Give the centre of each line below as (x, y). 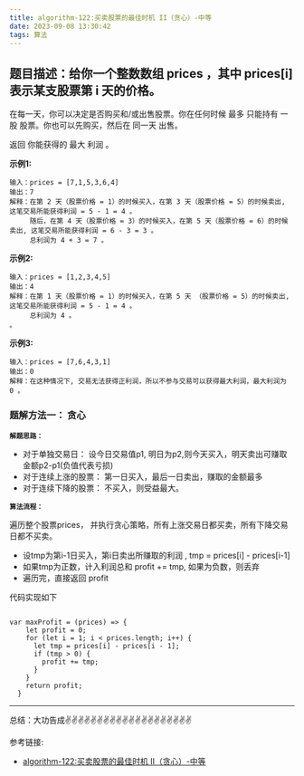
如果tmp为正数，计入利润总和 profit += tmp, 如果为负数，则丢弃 (141, 567)
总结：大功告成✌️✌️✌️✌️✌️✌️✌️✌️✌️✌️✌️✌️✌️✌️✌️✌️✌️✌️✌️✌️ (100, 720)
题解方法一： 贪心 (47, 416)
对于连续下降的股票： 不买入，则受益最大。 (103, 488)
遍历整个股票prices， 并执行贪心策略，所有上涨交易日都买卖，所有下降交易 (149, 525)
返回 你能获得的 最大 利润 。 (62, 145)
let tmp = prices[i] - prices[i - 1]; (106, 647)
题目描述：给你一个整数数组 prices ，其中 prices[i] (151, 73)
